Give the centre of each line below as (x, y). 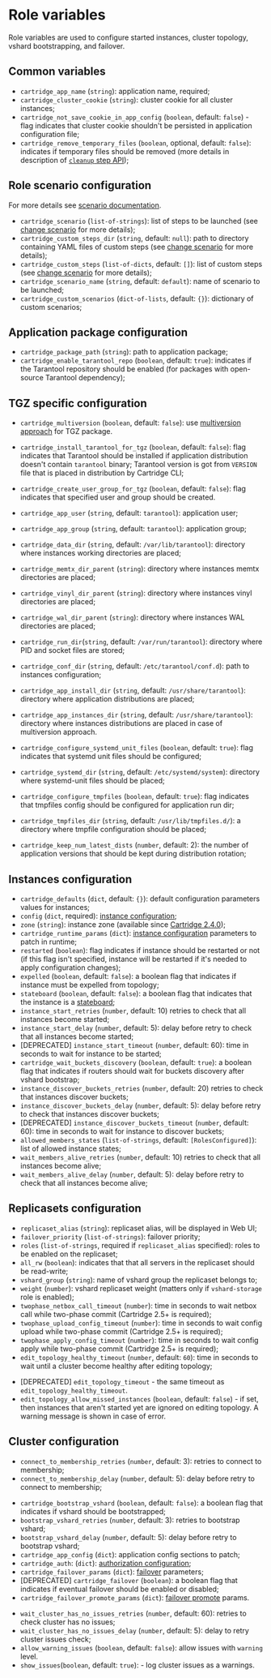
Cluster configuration (64, 1442)
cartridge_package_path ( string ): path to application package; (124, 352)
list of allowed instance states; (70, 1148)
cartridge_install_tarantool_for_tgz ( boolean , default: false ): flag (133, 447)
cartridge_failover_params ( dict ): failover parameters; (112, 1572)
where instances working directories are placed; (101, 553)
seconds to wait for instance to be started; (91, 1054)
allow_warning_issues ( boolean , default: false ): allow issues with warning (141, 1647)
